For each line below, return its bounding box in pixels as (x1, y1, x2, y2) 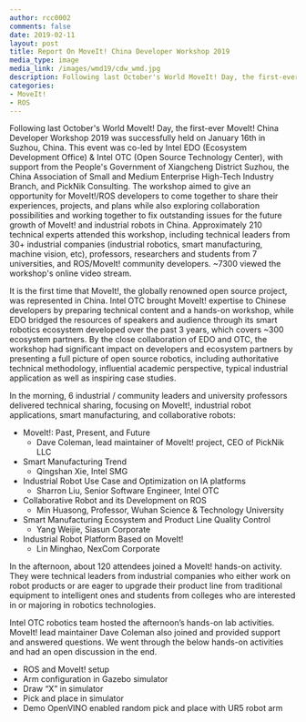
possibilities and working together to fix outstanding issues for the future (9, 210, 282, 221)
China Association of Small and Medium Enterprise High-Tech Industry (9, 171, 275, 182)
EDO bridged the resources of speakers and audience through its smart (9, 315, 278, 326)
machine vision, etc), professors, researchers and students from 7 (9, 249, 258, 259)
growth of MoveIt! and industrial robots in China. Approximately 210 (9, 219, 262, 230)
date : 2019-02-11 (9, 30, 76, 39)
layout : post (9, 38, 59, 48)
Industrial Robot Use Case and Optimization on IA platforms (22, 475, 246, 487)
